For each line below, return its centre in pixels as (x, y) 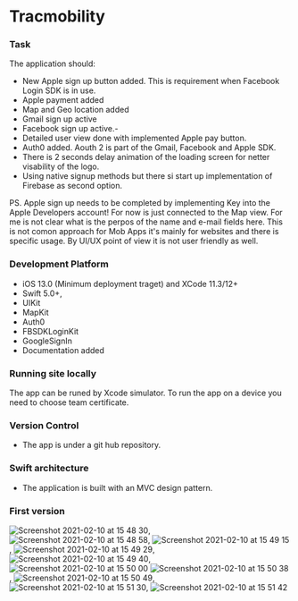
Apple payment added (63, 100)
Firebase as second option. (72, 186)
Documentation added (63, 350)
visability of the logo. (61, 166)
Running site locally (53, 373)
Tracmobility (57, 17)
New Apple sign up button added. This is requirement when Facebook (151, 81)
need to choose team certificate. (69, 402)
